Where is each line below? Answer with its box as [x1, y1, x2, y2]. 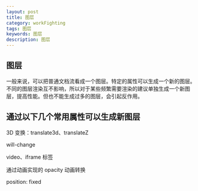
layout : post [6, 8, 39, 15]
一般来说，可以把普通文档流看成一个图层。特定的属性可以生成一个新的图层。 [6, 77, 196, 85]
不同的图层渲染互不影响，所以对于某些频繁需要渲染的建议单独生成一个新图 [6, 85, 190, 92]
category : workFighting [6, 20, 66, 26]
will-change [6, 141, 36, 148]
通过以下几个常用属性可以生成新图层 [6, 112, 140, 122]
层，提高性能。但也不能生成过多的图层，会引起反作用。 [6, 92, 143, 100]
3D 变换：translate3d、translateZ [6, 129, 89, 136]
